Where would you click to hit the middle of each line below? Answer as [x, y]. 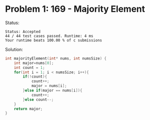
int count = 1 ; [30, 67]
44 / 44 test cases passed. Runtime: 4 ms [49, 36]
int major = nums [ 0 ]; [34, 63]
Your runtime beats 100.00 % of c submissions [54, 40]
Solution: [14, 49]
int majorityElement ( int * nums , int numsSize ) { [56, 58]
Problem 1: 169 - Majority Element [75, 9]
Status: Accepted [23, 31]
